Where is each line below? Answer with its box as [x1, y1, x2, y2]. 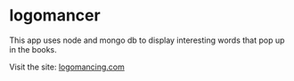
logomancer [9, 5, 101, 26]
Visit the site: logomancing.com [9, 61, 125, 72]
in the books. [9, 44, 58, 54]
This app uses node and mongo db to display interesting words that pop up [9, 35, 285, 45]
